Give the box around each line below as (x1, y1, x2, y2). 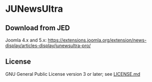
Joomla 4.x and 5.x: (5, 37, 47, 43)
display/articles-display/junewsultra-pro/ (5, 43, 91, 49)
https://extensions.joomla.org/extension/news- (48, 37, 147, 43)
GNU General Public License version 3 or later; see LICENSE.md (5, 71, 141, 77)
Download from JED (5, 24, 70, 32)
